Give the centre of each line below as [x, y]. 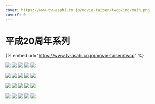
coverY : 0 [16, 15]
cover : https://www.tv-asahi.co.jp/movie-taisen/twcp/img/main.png [78, 10]
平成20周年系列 [38, 41]
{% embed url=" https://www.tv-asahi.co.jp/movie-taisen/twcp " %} [75, 56]
